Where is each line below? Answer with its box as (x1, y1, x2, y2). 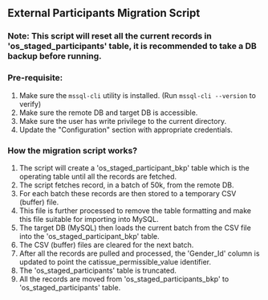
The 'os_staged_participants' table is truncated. (18, 265, 177, 275)
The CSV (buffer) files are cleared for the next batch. (18, 240, 194, 249)
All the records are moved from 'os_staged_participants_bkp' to (18, 273, 229, 284)
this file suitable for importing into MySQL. (18, 214, 159, 224)
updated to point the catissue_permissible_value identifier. (18, 257, 212, 266)
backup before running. (7, 51, 102, 62)
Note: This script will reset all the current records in (7, 31, 212, 42)
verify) (18, 99, 42, 109)
